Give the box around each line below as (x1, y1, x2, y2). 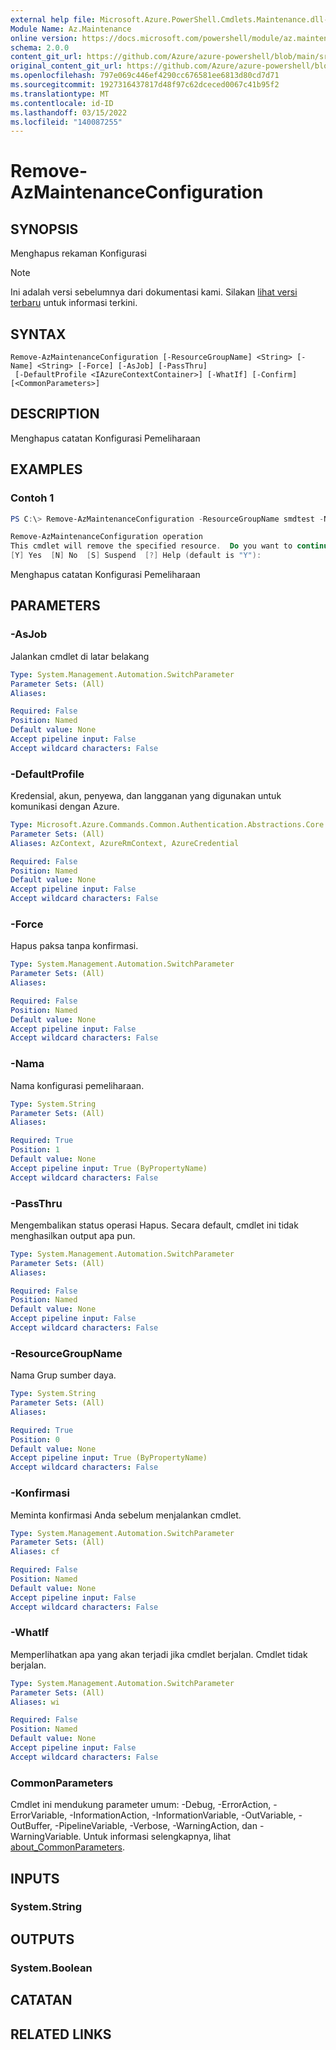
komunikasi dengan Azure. (10, 801, 120, 813)
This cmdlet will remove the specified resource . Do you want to (10, 541, 293, 551)
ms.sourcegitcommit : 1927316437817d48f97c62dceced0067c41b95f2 (10, 80, 280, 90)
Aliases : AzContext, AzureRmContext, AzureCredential (10, 838, 240, 848)
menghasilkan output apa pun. (10, 1229, 136, 1241)
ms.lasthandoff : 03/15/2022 (10, 107, 128, 118)
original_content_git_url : (10, 61, 123, 71)
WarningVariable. (10, 1831, 82, 1843)
